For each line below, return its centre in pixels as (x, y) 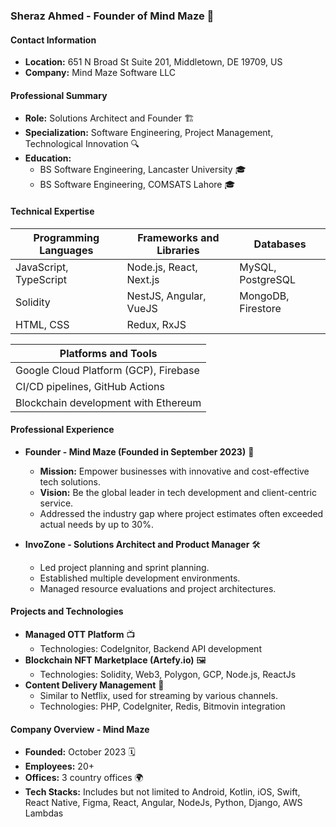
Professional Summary (59, 95)
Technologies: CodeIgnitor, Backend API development (150, 648)
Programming (66, 237)
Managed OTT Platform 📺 (80, 634)
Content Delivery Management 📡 (94, 685)
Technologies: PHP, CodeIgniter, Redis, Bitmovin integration (162, 706)
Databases (280, 244)
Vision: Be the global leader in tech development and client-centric (178, 492)
